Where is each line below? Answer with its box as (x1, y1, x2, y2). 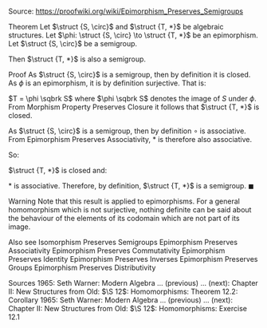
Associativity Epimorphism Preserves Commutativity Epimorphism (8, 246, 226, 255)
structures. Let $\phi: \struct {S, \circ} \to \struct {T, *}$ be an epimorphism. (8, 30, 258, 40)
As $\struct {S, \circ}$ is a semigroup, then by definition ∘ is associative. (8, 126, 247, 136)
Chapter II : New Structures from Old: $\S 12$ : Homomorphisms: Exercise (8, 304, 247, 314)
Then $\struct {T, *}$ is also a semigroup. (8, 54, 146, 64)
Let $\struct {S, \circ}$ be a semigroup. (8, 39, 138, 49)
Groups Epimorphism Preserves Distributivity (8, 263, 156, 273)
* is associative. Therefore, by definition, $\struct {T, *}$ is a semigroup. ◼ (8, 181, 255, 191)
